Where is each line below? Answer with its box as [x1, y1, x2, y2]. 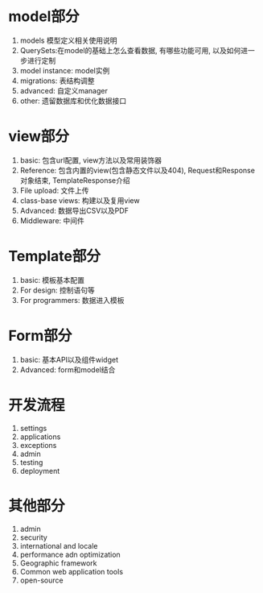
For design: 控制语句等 [19, 285, 95, 295]
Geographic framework [19, 558, 97, 568]
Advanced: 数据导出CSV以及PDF [19, 205, 129, 215]
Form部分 [8, 327, 72, 345]
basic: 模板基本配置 [19, 275, 85, 284]
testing [19, 457, 43, 467]
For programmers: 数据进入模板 [19, 295, 125, 305]
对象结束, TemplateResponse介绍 [19, 175, 130, 185]
